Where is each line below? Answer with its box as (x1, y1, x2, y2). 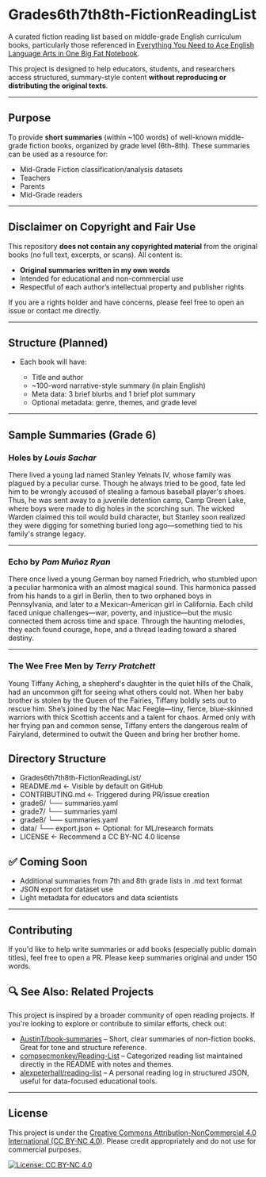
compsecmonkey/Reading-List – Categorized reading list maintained (19, 1051, 243, 1060)
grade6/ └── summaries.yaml (19, 799, 119, 808)
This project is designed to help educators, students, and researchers (8, 63, 236, 73)
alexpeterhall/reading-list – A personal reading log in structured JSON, (19, 1068, 249, 1077)
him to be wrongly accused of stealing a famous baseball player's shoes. (8, 487, 246, 496)
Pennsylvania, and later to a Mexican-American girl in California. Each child (8, 600, 253, 609)
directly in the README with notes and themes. (19, 1059, 174, 1068)
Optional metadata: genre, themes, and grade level (31, 398, 198, 408)
